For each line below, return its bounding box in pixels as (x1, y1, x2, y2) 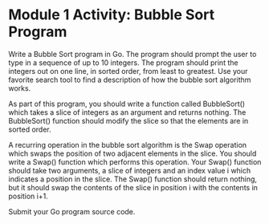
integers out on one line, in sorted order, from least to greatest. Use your (8, 66, 248, 75)
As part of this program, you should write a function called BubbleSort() (8, 99, 246, 108)
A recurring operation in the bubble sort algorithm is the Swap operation (8, 140, 247, 149)
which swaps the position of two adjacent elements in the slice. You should (8, 149, 257, 158)
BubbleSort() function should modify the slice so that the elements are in (8, 116, 249, 125)
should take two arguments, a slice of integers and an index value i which (8, 165, 251, 175)
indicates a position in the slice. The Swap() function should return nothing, (8, 174, 258, 184)
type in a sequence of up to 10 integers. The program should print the (8, 58, 238, 67)
